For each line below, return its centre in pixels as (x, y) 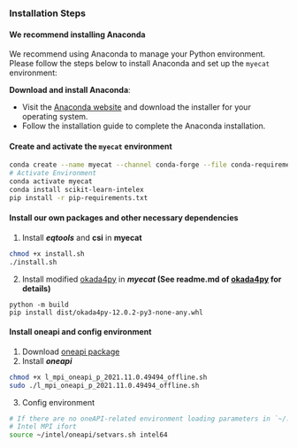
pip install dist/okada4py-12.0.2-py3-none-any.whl (106, 313)
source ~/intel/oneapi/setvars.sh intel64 (88, 435)
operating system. (55, 117)
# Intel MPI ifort (43, 427)
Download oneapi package (71, 351)
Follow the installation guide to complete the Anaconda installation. (144, 126)
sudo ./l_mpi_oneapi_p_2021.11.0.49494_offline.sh (104, 385)
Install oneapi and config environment (80, 332)
